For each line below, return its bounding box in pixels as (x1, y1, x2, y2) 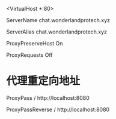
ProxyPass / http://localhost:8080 (6, 94, 90, 101)
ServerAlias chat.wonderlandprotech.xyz (6, 28, 107, 35)
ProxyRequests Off (6, 51, 53, 59)
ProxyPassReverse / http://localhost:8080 (6, 106, 110, 113)
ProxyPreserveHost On (6, 40, 63, 47)
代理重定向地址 (6, 74, 81, 88)
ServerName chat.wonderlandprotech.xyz (6, 17, 110, 23)
